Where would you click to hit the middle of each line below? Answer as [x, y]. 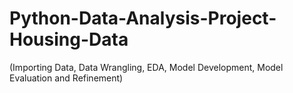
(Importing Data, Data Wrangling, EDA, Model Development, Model [146, 67]
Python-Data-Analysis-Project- [143, 18]
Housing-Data [69, 39]
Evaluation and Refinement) [66, 78]
